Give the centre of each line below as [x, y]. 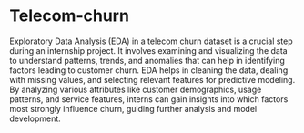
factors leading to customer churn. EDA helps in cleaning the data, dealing [149, 70]
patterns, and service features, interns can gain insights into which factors [149, 99]
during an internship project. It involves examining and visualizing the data [149, 50]
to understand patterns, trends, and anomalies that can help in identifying [147, 60]
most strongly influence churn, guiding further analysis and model [133, 108]
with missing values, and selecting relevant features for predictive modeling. [152, 79]
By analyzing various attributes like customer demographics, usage [136, 89]
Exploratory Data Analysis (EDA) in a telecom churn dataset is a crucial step [151, 41]
